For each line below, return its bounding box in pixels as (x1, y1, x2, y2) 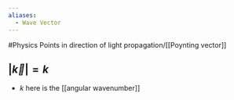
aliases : (8, 11, 37, 20)
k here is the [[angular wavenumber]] (19, 84, 141, 93)
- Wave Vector (15, 19, 61, 27)
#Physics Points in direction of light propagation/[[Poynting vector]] (8, 40, 227, 49)
